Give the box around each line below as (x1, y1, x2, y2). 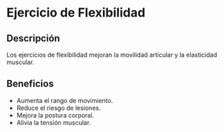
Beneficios (6, 78, 54, 90)
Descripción (6, 32, 60, 44)
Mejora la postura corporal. (16, 111, 95, 119)
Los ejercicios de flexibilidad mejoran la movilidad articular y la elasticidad (6, 50, 218, 59)
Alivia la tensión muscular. (16, 118, 91, 126)
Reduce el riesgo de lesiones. (16, 104, 101, 112)
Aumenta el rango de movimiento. (16, 96, 113, 104)
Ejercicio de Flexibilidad (6, 5, 146, 21)
